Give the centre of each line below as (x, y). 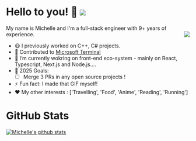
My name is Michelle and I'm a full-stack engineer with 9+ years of (86, 28)
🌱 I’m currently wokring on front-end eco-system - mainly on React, (96, 58)
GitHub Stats (38, 116)
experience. (20, 34)
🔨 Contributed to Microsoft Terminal (57, 51)
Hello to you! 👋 (42, 12)
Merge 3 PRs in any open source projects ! (74, 77)
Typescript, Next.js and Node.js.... (55, 64)
